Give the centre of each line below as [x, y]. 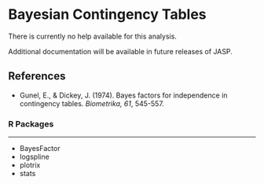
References [37, 76]
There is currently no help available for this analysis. [92, 36]
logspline [34, 157]
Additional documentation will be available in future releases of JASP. [121, 51]
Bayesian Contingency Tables [107, 15]
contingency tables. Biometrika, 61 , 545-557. [92, 103]
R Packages [31, 123]
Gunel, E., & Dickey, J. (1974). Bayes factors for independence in [123, 95]
